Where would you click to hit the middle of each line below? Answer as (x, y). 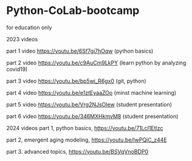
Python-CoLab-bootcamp (73, 11)
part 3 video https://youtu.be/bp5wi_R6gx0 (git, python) (77, 81)
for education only (29, 27)
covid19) (17, 69)
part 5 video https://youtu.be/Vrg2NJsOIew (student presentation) (89, 104)
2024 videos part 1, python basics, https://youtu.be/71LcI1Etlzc (85, 128)
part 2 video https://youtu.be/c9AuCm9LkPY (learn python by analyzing (96, 63)
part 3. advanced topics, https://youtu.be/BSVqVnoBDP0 (77, 151)
